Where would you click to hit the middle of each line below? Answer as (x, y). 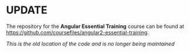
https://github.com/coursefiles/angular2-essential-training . (78, 32)
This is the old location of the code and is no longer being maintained (90, 44)
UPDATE (27, 10)
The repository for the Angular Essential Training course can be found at (95, 26)
